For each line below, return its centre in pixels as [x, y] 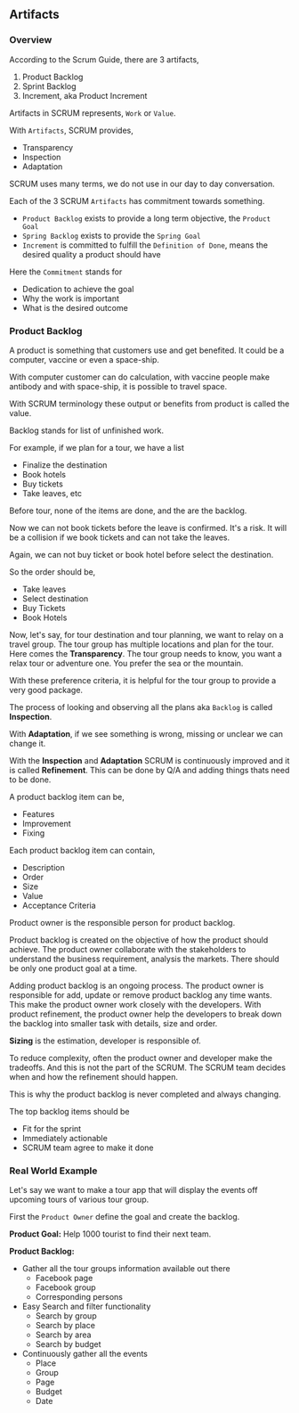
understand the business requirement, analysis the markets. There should [145, 959]
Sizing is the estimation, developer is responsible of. [105, 1041]
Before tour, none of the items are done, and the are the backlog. [128, 510]
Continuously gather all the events [85, 1354]
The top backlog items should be [69, 1111]
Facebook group [65, 1287]
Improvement [46, 823]
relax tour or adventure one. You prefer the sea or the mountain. [126, 663]
